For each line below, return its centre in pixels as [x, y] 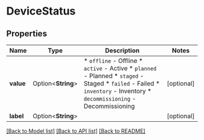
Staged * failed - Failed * [122, 83]
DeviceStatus [41, 11]
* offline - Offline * [113, 61]
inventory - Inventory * [117, 91]
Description [122, 51]
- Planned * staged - [114, 76]
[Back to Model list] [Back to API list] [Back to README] [76, 131]
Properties [27, 34]
